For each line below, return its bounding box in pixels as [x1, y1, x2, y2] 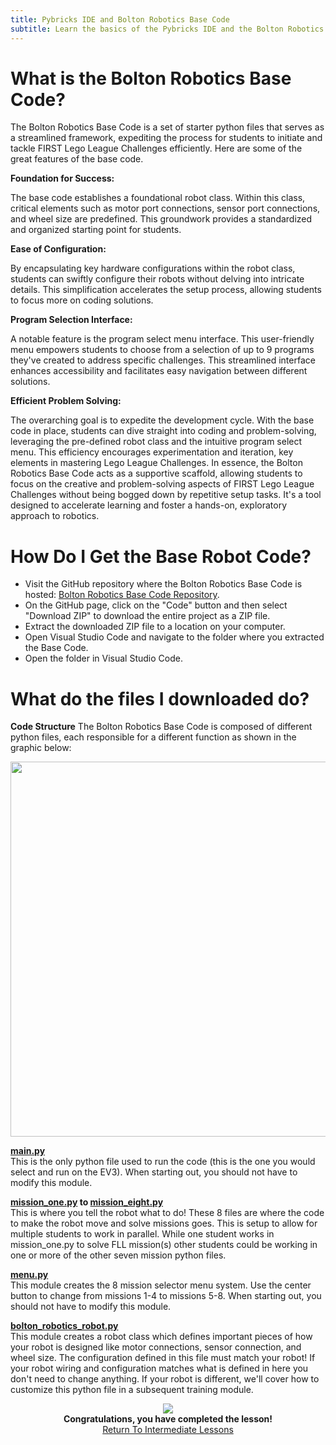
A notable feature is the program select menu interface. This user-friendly [10, 333, 315, 345]
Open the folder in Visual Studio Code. [24, 652, 183, 665]
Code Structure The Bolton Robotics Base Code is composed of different [10, 721, 313, 733]
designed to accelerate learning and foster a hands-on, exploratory [10, 499, 287, 511]
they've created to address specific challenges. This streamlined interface [10, 354, 316, 366]
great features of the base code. [10, 153, 144, 165]
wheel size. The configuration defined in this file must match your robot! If [10, 1352, 316, 1364]
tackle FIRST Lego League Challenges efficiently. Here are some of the [10, 142, 303, 155]
